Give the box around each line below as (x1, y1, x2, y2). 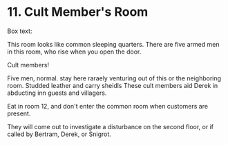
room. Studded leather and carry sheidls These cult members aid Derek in (7, 81, 218, 89)
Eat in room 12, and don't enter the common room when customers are (7, 102, 209, 110)
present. (7, 109, 31, 118)
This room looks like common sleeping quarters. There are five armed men (7, 40, 220, 48)
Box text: (7, 27, 32, 35)
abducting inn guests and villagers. (7, 89, 107, 97)
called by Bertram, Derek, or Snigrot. (7, 130, 112, 138)
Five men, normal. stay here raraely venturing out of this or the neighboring (7, 74, 222, 82)
